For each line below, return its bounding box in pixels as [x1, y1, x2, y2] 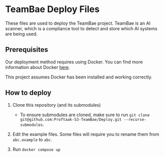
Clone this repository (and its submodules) [12, 102, 101, 108]
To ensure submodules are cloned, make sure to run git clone [20, 112, 150, 118]
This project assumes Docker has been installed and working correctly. [5, 74, 152, 80]
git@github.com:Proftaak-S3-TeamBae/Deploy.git [20, 117, 122, 122]
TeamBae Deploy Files [5, 4, 100, 15]
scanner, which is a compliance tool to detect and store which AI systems [5, 25, 157, 31]
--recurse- [123, 117, 147, 122]
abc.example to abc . [12, 136, 52, 142]
